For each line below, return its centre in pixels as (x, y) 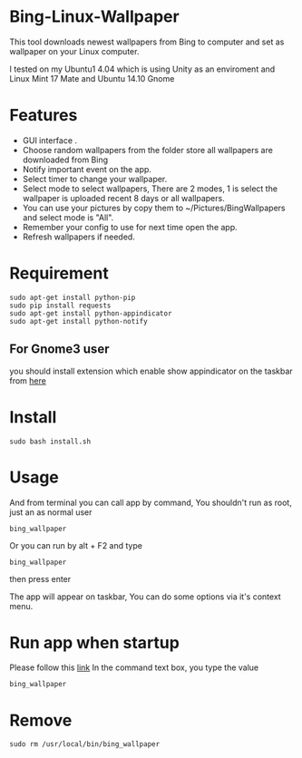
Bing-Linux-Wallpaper (94, 17)
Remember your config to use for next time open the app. (130, 227)
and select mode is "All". (68, 217)
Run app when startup (94, 642)
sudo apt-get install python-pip (73, 297)
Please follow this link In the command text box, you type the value (134, 667)
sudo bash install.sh (50, 442)
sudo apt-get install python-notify (78, 321)
